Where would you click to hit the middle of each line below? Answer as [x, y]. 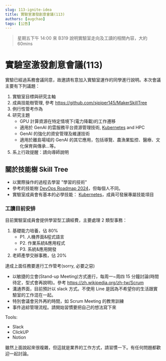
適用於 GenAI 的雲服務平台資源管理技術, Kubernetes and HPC [82, 128]
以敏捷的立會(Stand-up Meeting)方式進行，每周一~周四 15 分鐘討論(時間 [85, 276]
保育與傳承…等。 [41, 146]
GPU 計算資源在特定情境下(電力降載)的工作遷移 [68, 121]
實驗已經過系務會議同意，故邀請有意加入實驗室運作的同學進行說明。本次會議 [83, 80]
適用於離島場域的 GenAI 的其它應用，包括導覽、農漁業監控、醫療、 [88, 140]
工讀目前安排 [21, 208]
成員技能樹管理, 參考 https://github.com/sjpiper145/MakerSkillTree [80, 103]
